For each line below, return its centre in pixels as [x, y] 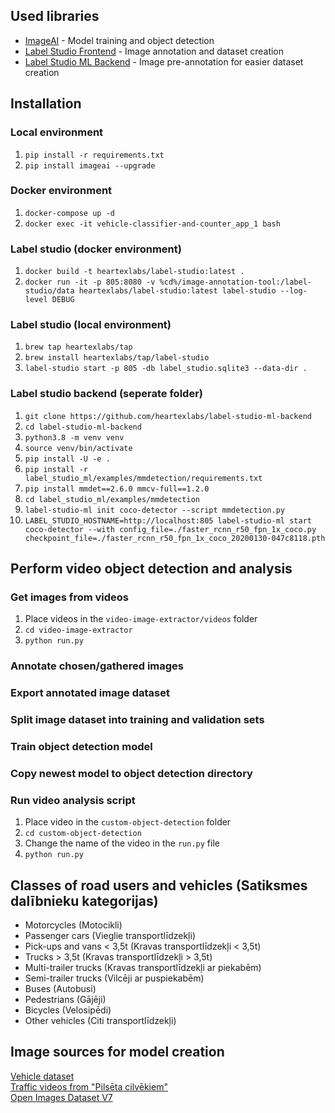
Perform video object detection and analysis [151, 569]
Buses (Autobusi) [60, 989]
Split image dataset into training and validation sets [137, 720]
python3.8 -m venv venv [74, 437]
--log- [293, 291]
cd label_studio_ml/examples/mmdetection [112, 499]
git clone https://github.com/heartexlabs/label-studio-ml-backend [168, 416]
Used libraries [55, 16]
